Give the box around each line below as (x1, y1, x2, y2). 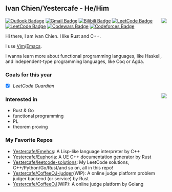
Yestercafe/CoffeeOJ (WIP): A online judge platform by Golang (12, 181, 144, 187)
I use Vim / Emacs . (5, 43, 42, 49)
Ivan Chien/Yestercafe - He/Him (5, 4, 109, 13)
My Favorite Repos (5, 137, 53, 144)
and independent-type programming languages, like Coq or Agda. (5, 58, 144, 65)
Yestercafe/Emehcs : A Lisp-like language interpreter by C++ (12, 148, 140, 154)
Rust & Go (12, 108, 34, 114)
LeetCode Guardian (12, 83, 55, 89)
